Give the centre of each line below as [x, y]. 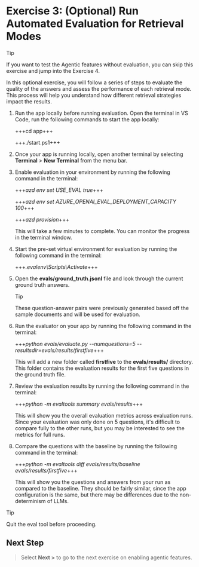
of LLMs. [58, 501]
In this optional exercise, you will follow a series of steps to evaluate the [94, 82]
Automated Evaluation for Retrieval [95, 24]
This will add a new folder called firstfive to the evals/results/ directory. [104, 361]
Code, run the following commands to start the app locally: [87, 119]
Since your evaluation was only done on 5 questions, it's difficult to [97, 422]
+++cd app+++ [34, 131]
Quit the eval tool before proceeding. [51, 524]
